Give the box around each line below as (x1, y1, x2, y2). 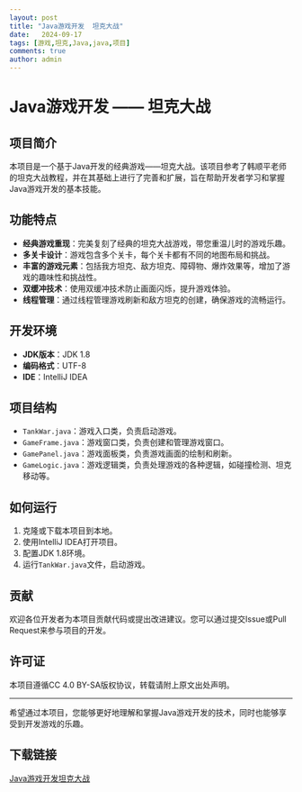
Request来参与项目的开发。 (9, 625, 111, 636)
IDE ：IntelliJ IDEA (22, 371, 88, 382)
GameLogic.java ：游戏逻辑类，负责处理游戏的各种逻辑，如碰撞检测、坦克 (22, 460, 292, 470)
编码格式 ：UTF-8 (22, 360, 87, 370)
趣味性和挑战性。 (38, 271, 102, 282)
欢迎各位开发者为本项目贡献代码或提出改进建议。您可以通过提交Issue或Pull (9, 614, 287, 624)
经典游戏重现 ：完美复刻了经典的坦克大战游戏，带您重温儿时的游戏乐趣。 (22, 238, 290, 249)
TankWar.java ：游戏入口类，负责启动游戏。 (22, 425, 182, 437)
